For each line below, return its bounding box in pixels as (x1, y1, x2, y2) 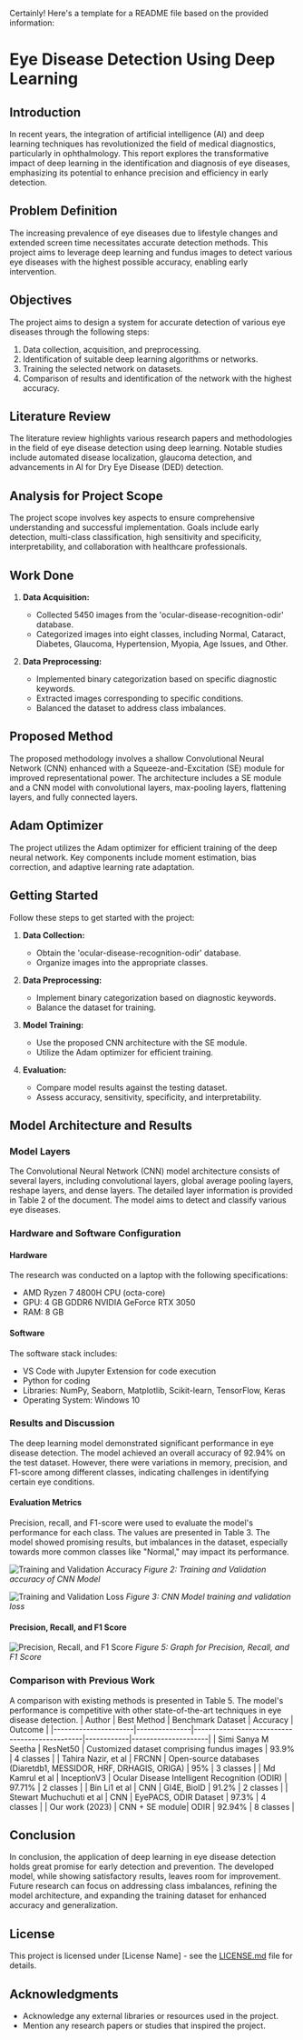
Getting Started (9, 888, 99, 904)
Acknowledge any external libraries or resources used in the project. (22, 2010, 279, 2021)
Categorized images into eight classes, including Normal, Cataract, (35, 629, 287, 640)
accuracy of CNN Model (9, 1574, 101, 1585)
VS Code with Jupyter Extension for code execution (22, 1365, 217, 1376)
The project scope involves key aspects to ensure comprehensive (9, 513, 256, 524)
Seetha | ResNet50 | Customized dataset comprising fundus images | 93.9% (9, 1743, 295, 1754)
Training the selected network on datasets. (22, 363, 183, 374)
